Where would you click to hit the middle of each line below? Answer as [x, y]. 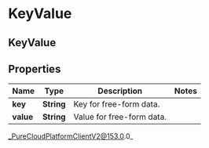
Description [120, 91]
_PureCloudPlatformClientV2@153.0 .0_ [71, 136]
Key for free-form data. [117, 104]
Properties [35, 69]
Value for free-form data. [120, 117]
